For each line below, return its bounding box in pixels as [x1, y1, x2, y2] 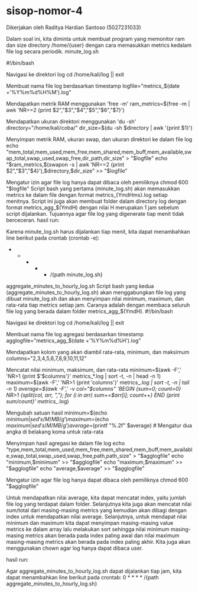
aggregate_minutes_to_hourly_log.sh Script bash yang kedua [6, 282, 154, 289]
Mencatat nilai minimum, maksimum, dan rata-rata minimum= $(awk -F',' [6, 366, 181, 373]
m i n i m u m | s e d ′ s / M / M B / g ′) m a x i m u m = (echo [6, 415, 109, 422]
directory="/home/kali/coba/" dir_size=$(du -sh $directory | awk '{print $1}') [6, 124, 193, 131]
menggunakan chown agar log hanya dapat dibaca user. [6, 544, 143, 551]
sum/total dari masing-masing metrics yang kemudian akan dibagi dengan [6, 506, 187, 514]
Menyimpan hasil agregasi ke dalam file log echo [6, 439, 125, 447]
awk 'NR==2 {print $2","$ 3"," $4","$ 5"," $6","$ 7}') [6, 106, 125, 113]
